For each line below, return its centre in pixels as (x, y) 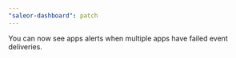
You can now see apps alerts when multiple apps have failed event (118, 38)
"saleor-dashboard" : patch (53, 15)
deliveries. (25, 46)
